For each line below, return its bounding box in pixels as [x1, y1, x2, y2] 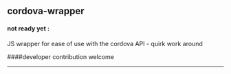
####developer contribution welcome [7, 52, 115, 60]
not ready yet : [7, 24, 50, 33]
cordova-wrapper [7, 5, 85, 17]
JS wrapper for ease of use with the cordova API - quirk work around [7, 39, 203, 48]
